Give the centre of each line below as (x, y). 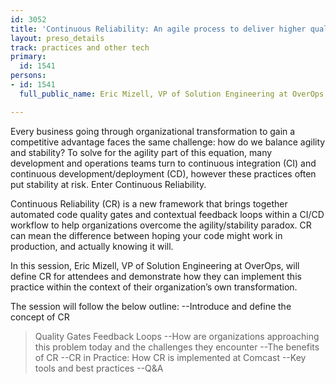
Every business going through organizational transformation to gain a (153, 131)
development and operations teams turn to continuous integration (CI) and (163, 163)
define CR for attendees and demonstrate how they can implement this (156, 276)
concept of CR (40, 317)
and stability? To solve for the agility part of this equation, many (141, 152)
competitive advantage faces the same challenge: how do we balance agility (168, 142)
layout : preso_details (57, 38)
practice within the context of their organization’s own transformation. (154, 287)
